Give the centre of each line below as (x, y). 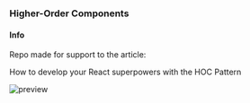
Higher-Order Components (69, 13)
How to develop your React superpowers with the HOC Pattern (125, 72)
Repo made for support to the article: (78, 55)
